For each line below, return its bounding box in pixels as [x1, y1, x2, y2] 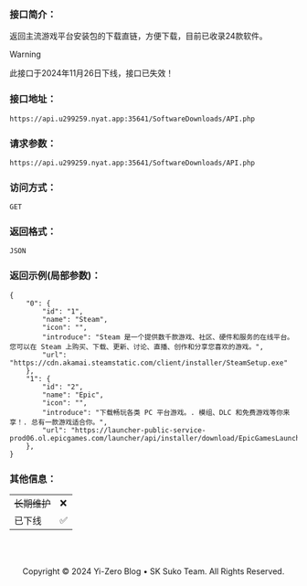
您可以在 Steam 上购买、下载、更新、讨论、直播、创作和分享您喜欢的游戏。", [9, 342, 264, 351]
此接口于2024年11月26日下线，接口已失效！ [9, 68, 175, 79]
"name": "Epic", [42, 390, 104, 400]
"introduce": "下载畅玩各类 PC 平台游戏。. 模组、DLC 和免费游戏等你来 [42, 408, 291, 417]
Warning [9, 48, 41, 60]
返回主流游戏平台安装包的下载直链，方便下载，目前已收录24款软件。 [9, 30, 268, 42]
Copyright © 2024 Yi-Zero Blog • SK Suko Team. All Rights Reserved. [22, 566, 285, 577]
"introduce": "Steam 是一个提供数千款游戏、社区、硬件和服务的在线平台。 [42, 332, 294, 342]
